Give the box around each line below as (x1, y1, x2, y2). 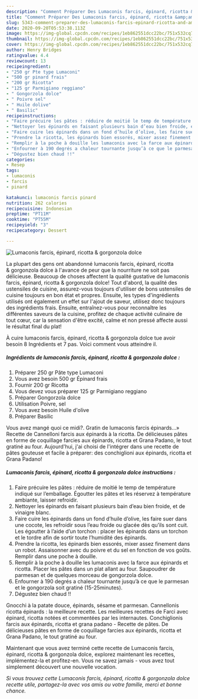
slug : (6, 19, 19, 25)
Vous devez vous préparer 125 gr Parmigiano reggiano (14, 387, 147, 395)
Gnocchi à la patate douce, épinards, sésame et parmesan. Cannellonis (6, 602, 179, 609)
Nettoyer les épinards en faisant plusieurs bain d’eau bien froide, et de (14, 502, 186, 510)
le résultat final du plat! (6, 322, 62, 330)
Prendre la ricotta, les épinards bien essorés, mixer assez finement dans (14, 540, 190, 547)
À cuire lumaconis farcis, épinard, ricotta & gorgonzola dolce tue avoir (6, 334, 176, 341)
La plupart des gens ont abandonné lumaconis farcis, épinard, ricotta (6, 260, 174, 267)
